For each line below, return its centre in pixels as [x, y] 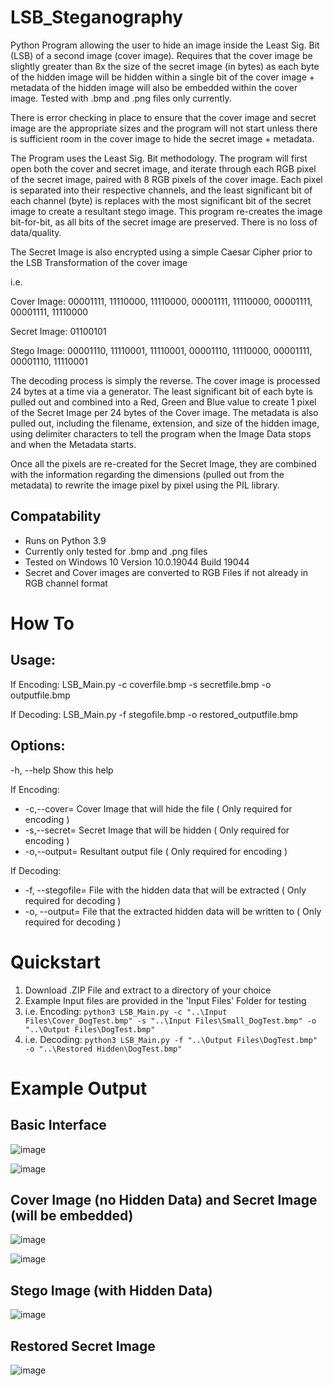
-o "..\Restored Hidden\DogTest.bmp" [103, 1049]
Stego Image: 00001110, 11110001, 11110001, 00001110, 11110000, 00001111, [161, 350]
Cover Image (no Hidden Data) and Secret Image [164, 1199]
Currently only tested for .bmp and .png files [116, 551]
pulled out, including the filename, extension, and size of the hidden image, [165, 423]
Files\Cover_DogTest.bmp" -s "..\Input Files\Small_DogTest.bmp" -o [170, 1021]
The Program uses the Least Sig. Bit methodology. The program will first [159, 158]
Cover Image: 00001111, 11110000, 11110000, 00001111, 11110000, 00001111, [161, 301]
